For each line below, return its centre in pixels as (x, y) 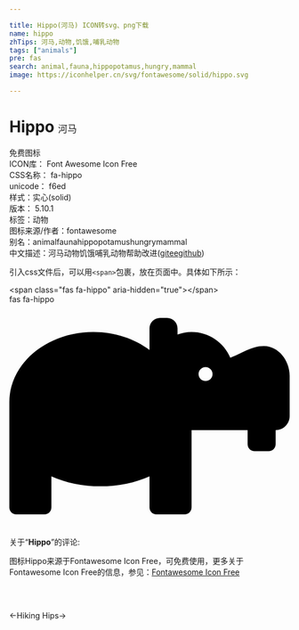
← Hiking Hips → (38, 615)
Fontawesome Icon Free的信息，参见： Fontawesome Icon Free (125, 572)
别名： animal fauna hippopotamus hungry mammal (98, 241)
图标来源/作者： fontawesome (63, 230)
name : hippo (31, 33)
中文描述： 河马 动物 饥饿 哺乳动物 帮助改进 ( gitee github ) (107, 253)
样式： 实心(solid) (40, 197)
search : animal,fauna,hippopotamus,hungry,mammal (103, 67)
